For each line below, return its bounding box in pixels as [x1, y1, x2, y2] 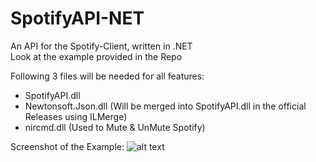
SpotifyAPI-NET [10, 7, 145, 30]
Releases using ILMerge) [24, 110, 128, 122]
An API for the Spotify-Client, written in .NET [10, 40, 193, 52]
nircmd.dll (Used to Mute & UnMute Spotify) [24, 121, 206, 133]
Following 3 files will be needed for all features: [10, 70, 205, 82]
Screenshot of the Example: [10, 140, 125, 152]
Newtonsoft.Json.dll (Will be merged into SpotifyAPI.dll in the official [24, 100, 307, 112]
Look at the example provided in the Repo [10, 50, 183, 62]
